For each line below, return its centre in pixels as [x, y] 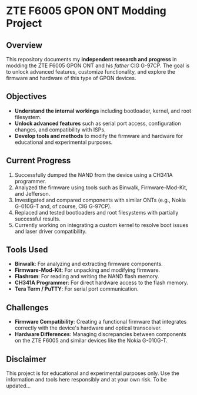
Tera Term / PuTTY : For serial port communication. [77, 289]
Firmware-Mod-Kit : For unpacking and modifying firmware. [87, 270]
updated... [19, 386]
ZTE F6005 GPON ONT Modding [86, 11]
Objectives [26, 96]
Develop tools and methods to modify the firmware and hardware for [99, 136]
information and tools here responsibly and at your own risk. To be [86, 380]
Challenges [27, 307]
